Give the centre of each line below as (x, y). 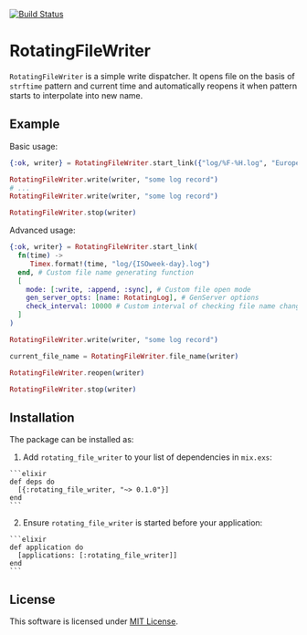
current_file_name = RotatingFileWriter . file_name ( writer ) (124, 356)
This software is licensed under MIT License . (94, 621)
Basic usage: (34, 146)
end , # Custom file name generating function (106, 272)
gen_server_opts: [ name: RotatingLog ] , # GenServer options (143, 298)
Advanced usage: (42, 230)
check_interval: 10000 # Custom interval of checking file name (151, 307)
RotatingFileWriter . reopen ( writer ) (77, 373)
